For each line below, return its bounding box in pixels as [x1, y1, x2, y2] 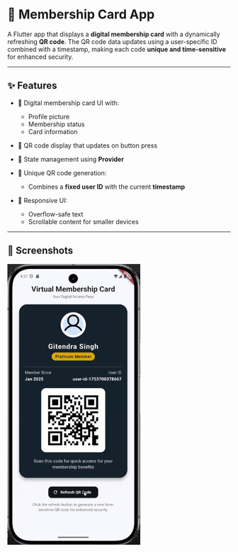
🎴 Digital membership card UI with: [17, 99, 119, 107]
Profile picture [28, 112, 70, 121]
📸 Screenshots [7, 245, 74, 257]
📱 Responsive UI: [17, 196, 68, 204]
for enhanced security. [7, 53, 74, 61]
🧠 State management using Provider [17, 155, 124, 163]
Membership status [28, 120, 85, 128]
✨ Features [7, 79, 57, 92]
